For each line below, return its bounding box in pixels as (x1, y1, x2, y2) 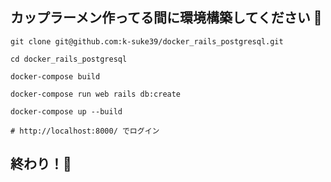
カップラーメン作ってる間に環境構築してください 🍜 (10, 9, 323, 27)
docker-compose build (10, 71, 101, 82)
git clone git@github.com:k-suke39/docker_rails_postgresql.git (10, 36, 284, 47)
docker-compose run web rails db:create (10, 89, 182, 99)
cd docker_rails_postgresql (10, 54, 128, 64)
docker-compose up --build (10, 106, 123, 117)
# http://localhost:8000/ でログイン (10, 126, 160, 136)
